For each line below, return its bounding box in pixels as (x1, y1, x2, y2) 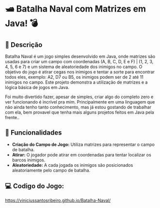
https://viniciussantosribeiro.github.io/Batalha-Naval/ (5, 197, 111, 203)
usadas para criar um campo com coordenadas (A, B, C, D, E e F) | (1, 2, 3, (5, 59, 154, 64)
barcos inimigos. (12, 157, 46, 163)
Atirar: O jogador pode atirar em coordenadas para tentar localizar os (12, 152, 151, 157)
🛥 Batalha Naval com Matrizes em (5, 3, 146, 15)
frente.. (5, 115, 20, 120)
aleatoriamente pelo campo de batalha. (12, 167, 91, 173)
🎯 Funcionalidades (5, 129, 62, 137)
